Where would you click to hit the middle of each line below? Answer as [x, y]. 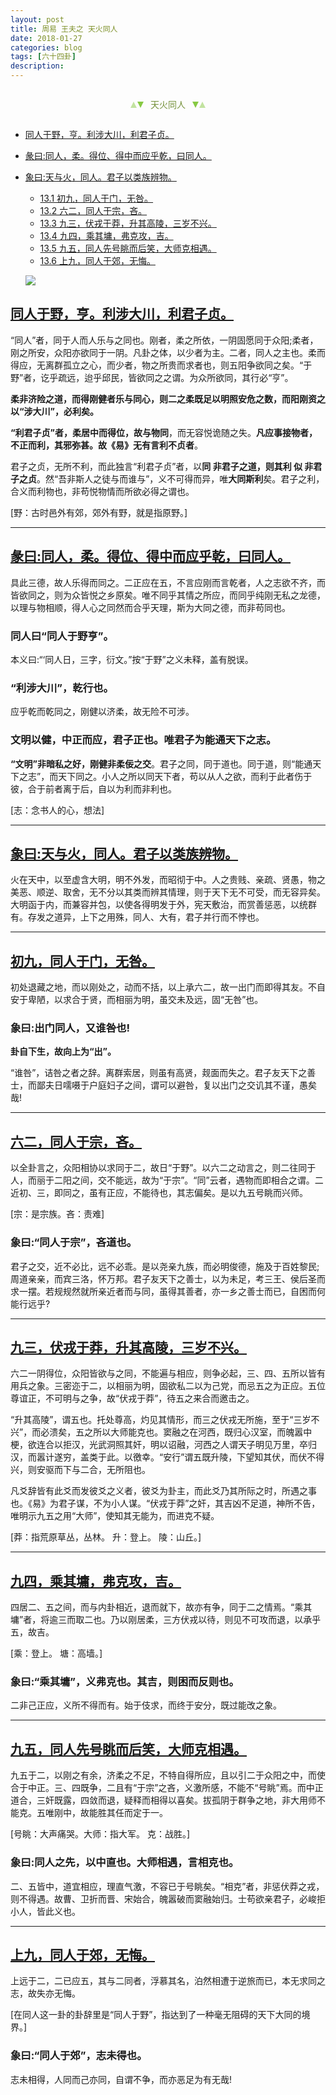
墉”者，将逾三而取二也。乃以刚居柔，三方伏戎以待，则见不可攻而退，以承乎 [166, 1620]
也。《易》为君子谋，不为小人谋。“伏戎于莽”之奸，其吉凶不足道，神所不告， [165, 1503]
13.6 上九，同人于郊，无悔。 [97, 260]
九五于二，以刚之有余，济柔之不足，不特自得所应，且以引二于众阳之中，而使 [168, 1775]
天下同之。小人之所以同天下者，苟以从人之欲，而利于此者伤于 [185, 776]
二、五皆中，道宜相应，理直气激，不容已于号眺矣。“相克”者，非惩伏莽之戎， [167, 1886]
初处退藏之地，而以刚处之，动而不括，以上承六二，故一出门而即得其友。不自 [168, 987]
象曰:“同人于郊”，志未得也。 [79, 2056]
